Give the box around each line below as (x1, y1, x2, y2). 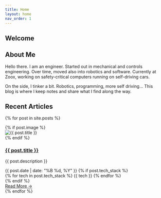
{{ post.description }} (5, 158, 48, 164)
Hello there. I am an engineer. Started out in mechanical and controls (5, 64, 143, 69)
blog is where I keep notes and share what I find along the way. (5, 88, 132, 94)
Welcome (5, 34, 35, 42)
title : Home (5, 7, 29, 12)
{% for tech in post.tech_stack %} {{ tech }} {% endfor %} (5, 173, 122, 179)
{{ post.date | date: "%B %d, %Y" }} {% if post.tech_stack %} (5, 167, 128, 173)
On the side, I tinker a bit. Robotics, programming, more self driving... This (5, 83, 153, 89)
